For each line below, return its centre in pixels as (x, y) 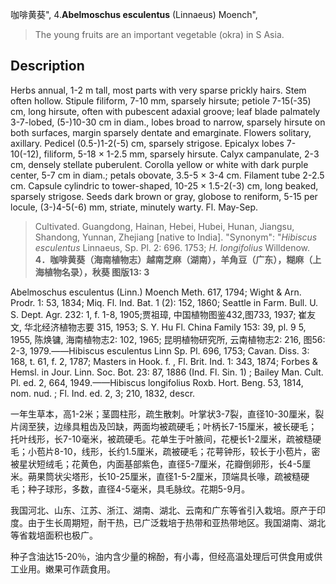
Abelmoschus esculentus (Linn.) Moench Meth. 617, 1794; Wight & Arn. (156, 292)
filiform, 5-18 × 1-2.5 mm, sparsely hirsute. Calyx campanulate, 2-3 (181, 154)
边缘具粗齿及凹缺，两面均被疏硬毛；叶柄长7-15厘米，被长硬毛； (185, 426)
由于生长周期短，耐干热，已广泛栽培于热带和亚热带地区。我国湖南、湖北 (176, 522)
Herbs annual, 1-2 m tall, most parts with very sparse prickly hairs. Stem (158, 90)
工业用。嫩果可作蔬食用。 (63, 569)
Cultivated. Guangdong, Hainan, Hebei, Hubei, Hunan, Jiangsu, (164, 226)
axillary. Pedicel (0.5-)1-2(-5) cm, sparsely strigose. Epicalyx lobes (147, 143)
